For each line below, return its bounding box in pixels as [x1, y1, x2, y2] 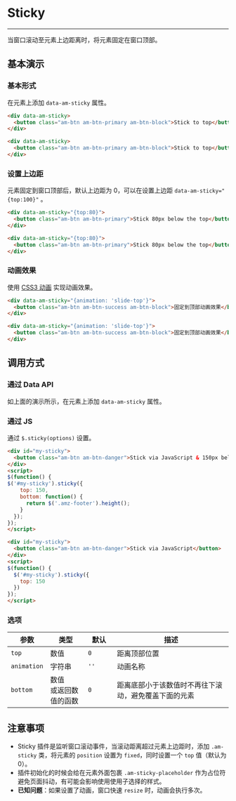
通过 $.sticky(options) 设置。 [7, 433, 96, 442]
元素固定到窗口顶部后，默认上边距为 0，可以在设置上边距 [7, 186, 173, 194]
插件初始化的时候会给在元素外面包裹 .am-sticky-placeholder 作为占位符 [17, 769, 226, 777]
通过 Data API [7, 380, 54, 390]
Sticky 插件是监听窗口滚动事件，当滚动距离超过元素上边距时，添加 [17, 742, 210, 750]
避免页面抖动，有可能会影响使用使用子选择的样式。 [17, 777, 166, 786]
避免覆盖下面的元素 [131, 691, 195, 701]
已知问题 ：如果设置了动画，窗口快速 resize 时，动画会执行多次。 [17, 786, 206, 795]
